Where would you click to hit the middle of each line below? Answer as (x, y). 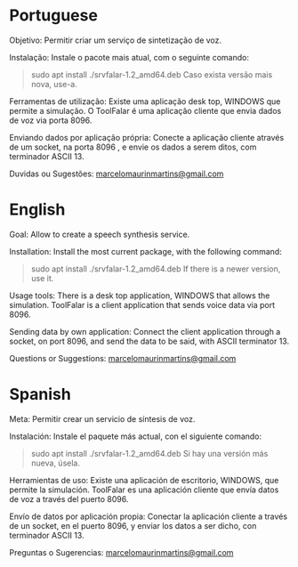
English (37, 210)
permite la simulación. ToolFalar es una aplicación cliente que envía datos (144, 490)
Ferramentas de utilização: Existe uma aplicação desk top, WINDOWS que (145, 101)
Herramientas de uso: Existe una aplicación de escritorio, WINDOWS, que (144, 480)
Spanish (40, 395)
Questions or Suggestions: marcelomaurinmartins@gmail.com (123, 358)
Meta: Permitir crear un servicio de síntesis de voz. (102, 418)
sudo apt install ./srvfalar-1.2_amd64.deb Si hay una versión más (149, 453)
